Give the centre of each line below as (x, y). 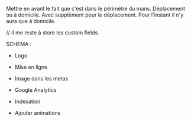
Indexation (27, 101)
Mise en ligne (31, 67)
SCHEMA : (19, 44)
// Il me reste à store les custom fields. (53, 33)
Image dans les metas (41, 78)
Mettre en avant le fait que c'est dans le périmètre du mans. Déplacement (96, 9)
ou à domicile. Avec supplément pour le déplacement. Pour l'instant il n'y (95, 15)
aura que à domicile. (31, 21)
